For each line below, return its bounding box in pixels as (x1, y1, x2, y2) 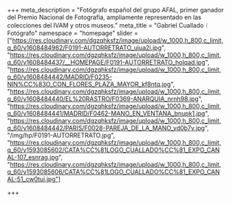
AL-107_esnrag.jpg (7, 153, 59, 161)
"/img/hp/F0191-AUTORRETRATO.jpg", (7, 131, 115, 139)
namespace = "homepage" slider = (38, 29, 139, 37)
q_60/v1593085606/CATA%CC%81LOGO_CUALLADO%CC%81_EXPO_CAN (7, 168, 220, 176)
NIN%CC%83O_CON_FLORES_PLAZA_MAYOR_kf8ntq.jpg (7, 80, 171, 88)
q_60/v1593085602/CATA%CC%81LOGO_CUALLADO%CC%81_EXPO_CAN (7, 146, 220, 154)
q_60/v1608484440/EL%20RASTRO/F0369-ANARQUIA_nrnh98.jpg (7, 95, 199, 102)
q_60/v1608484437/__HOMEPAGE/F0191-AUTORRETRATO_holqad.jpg (7, 58, 206, 66)
